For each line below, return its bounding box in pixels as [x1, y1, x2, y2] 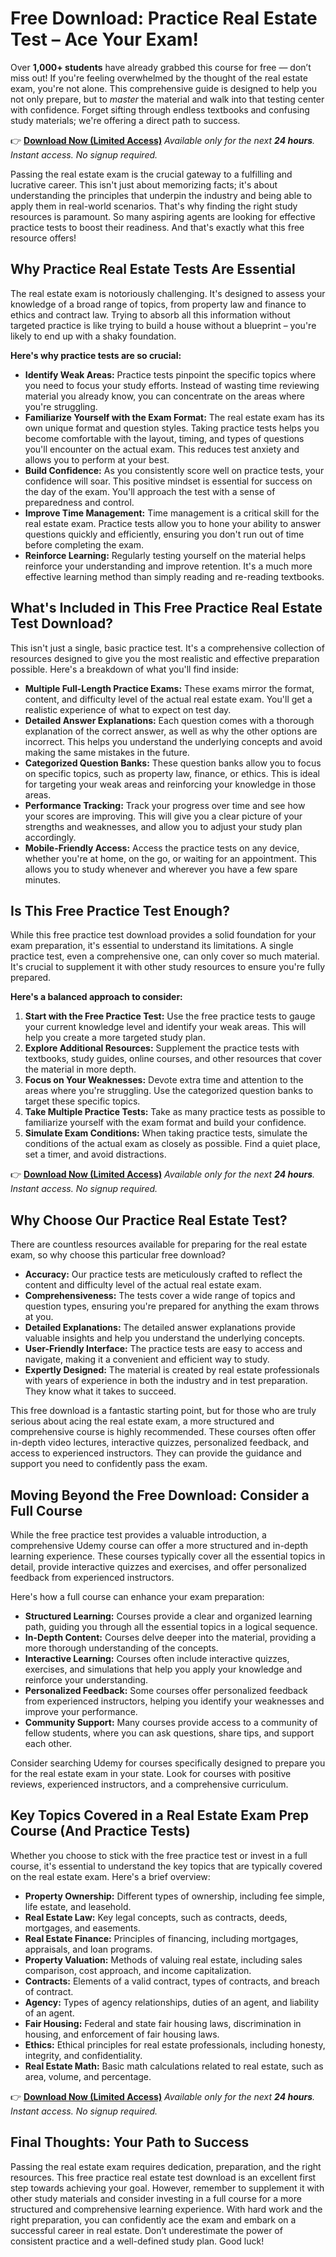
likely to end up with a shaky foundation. [10, 330, 177, 342]
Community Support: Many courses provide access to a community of [24, 1717, 318, 1728]
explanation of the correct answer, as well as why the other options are [24, 725, 318, 737]
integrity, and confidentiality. [24, 2049, 143, 2061]
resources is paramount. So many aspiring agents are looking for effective [10, 210, 316, 222]
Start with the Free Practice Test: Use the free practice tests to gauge [24, 1010, 316, 1022]
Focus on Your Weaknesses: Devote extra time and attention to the [24, 1074, 304, 1086]
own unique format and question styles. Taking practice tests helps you [24, 422, 320, 434]
